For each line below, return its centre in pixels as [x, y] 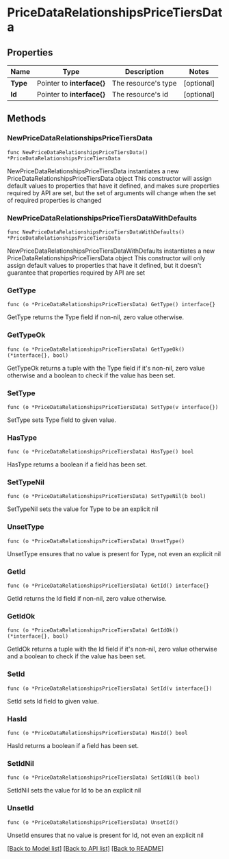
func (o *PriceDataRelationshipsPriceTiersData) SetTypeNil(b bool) [107, 497]
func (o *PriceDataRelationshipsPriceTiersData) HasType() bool [100, 452]
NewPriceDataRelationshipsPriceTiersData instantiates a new [93, 171]
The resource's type [144, 83]
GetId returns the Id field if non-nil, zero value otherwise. [87, 599]
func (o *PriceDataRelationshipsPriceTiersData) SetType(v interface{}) [113, 407]
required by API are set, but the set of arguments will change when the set [112, 192]
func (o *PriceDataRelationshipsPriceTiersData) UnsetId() [93, 822]
